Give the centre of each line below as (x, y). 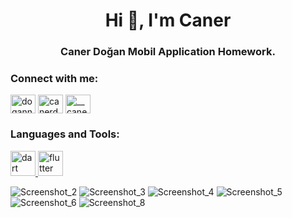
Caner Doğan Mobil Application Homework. (168, 52)
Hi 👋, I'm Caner (168, 20)
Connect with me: (54, 79)
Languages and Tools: (65, 134)
